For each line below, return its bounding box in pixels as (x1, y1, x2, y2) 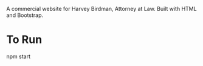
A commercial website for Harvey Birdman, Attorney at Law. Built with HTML (6, 5, 197, 12)
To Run (6, 33, 43, 47)
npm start (6, 53, 31, 60)
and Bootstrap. (6, 12, 44, 19)
